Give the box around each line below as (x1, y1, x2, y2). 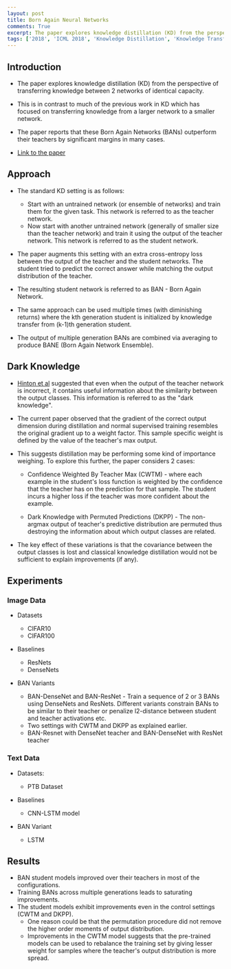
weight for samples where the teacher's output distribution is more (27, 946, 217, 955)
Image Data (7, 595, 46, 605)
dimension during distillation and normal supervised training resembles (16, 421, 219, 430)
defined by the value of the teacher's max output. (16, 436, 158, 444)
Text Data (7, 753, 40, 763)
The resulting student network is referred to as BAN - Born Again (16, 285, 201, 293)
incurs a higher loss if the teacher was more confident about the (27, 492, 210, 500)
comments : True (7, 23, 51, 30)
